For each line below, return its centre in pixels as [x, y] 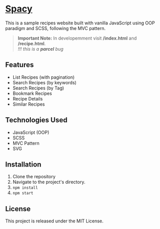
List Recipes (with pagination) [44, 77]
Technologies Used [36, 120]
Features [19, 65]
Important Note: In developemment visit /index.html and [77, 38]
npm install [25, 188]
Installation [23, 164]
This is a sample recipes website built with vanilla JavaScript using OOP [80, 23]
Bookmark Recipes [32, 93]
